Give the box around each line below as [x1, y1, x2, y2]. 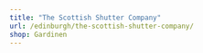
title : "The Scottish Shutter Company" [9, 13, 162, 22]
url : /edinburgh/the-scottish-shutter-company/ [9, 22, 195, 31]
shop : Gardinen [9, 30, 68, 39]
